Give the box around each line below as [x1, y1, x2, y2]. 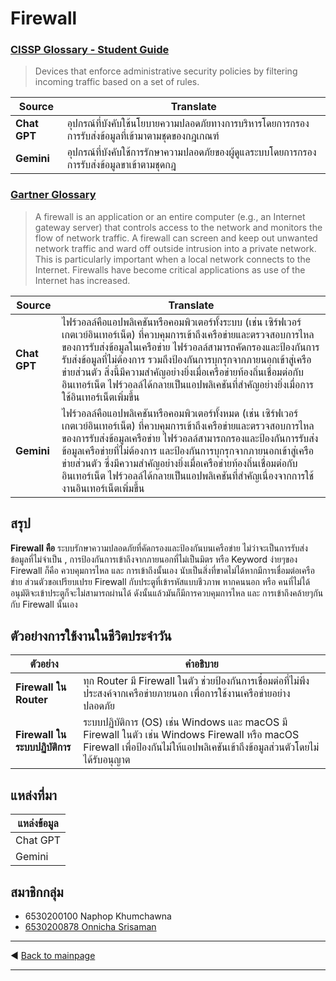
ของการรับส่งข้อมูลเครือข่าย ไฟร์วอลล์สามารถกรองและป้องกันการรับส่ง [61, 431, 319, 445]
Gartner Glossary [10, 188, 97, 202]
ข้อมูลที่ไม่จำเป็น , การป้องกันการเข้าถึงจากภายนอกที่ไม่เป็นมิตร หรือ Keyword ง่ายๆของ [10, 553, 298, 565]
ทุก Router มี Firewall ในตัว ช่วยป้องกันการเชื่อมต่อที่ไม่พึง [83, 674, 310, 688]
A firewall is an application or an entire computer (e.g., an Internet [34, 210, 306, 222]
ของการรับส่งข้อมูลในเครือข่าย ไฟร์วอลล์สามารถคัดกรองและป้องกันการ [61, 340, 320, 354]
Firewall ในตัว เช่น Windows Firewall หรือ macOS [83, 728, 300, 742]
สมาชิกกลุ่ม [10, 883, 64, 901]
